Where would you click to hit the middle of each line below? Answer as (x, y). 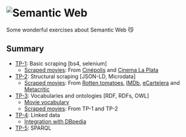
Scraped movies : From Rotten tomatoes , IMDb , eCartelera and (102, 82)
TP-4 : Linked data (38, 115)
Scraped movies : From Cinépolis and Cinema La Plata (91, 70)
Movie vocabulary (47, 102)
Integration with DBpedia (55, 121)
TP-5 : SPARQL (33, 128)
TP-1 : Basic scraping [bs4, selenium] (61, 63)
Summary (25, 49)
